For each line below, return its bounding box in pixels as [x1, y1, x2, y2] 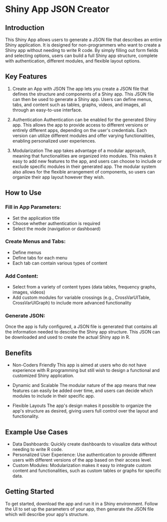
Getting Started [5, 487, 54, 496]
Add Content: [5, 272, 38, 279]
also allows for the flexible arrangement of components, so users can [12, 168, 155, 174]
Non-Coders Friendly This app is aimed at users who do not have [12, 362, 147, 368]
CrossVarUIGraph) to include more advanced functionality [12, 300, 132, 306]
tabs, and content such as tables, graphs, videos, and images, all [12, 101, 146, 107]
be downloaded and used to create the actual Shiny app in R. [5, 334, 131, 340]
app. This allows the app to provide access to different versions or [12, 121, 149, 128]
